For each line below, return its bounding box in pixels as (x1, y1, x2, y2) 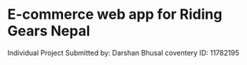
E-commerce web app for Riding (7, 5, 223, 23)
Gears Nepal (7, 22, 90, 40)
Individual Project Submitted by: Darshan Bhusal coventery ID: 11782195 (7, 48, 240, 57)
